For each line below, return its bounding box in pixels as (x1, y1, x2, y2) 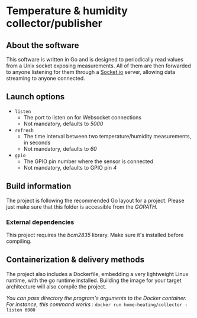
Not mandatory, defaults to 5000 (23, 120, 104, 127)
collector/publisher (6, 17, 102, 30)
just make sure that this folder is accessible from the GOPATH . (6, 203, 158, 210)
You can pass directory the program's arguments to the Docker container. (6, 294, 187, 301)
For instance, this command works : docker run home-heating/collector (6, 300, 182, 308)
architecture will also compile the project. (6, 283, 106, 290)
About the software (6, 40, 79, 50)
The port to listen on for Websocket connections (23, 113, 142, 121)
